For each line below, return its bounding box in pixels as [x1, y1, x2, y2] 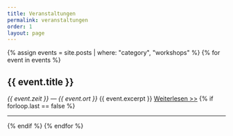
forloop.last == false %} [7, 102, 76, 110]
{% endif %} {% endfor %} [7, 122, 84, 130]
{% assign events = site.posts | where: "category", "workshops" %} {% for [7, 49, 221, 57]
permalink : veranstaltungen [7, 17, 89, 24]
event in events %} [7, 56, 61, 65]
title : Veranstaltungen [7, 10, 76, 17]
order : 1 [7, 23, 33, 30]
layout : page [7, 29, 45, 37]
